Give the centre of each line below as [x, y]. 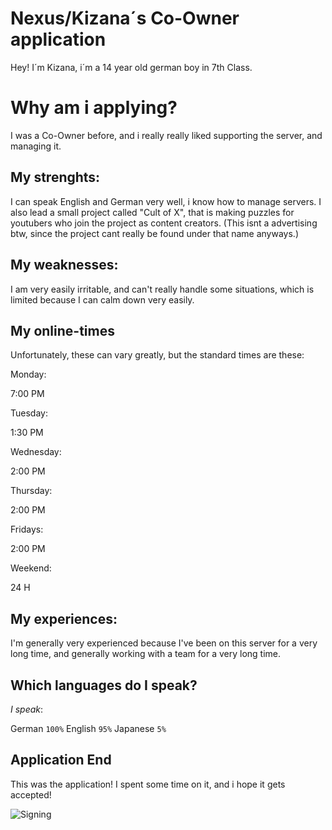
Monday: [28, 374]
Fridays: [27, 529]
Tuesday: [29, 413]
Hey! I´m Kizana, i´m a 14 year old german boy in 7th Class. [131, 67]
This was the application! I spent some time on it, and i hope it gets [148, 784]
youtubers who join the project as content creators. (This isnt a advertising [164, 223]
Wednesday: [36, 452]
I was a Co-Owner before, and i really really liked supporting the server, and [166, 135]
